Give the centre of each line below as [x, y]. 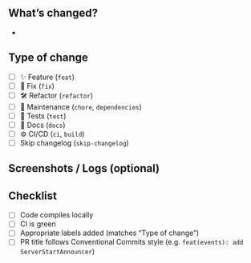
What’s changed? [53, 13]
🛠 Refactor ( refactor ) [57, 95]
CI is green [38, 224]
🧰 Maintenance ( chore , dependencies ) [81, 106]
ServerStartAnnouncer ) [57, 251]
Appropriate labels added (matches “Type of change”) [109, 233]
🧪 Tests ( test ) [43, 116]
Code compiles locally [57, 215]
